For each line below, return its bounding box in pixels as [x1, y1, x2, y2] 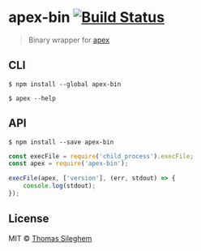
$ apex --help [8, 94, 57, 102]
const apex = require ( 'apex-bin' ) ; [8, 159, 129, 168]
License [8, 212, 49, 226]
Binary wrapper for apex [28, 35, 110, 45]
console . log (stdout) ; [23, 182, 96, 190]
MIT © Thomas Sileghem [8, 233, 92, 243]
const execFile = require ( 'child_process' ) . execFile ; [8, 152, 195, 160]
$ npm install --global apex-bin [8, 80, 122, 89]
